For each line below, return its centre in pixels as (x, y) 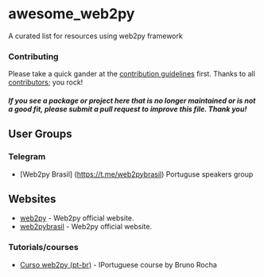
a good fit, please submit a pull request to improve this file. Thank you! (128, 109)
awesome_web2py (72, 14)
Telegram (27, 157)
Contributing (33, 57)
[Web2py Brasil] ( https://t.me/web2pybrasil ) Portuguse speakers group (136, 174)
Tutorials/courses (43, 248)
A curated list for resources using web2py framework (95, 36)
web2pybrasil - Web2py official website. (86, 227)
